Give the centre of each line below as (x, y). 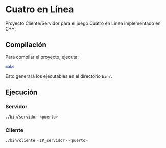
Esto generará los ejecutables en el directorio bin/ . (59, 76)
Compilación (26, 45)
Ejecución (21, 92)
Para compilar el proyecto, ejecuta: (42, 57)
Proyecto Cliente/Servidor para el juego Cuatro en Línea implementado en (83, 23)
